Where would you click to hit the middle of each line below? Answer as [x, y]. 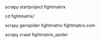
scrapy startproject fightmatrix [35, 7]
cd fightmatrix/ [20, 16]
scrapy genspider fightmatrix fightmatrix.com [50, 25]
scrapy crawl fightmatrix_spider [36, 35]
